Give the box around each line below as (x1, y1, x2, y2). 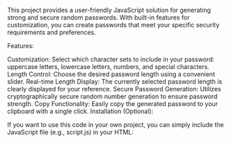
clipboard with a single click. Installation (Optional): (7, 107, 154, 115)
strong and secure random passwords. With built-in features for (7, 13, 190, 22)
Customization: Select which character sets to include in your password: (7, 55, 214, 63)
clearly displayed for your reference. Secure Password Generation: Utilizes (7, 85, 221, 93)
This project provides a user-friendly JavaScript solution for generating (7, 6, 211, 14)
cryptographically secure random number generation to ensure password (7, 92, 218, 100)
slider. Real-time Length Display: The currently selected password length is (7, 77, 223, 86)
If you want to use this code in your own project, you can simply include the (7, 121, 224, 128)
